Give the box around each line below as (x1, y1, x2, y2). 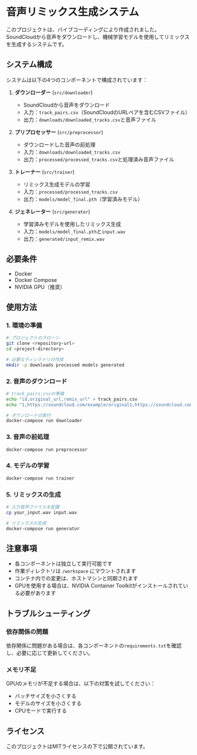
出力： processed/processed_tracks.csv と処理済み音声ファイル (23, 155, 175, 162)
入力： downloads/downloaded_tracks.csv (23, 148, 121, 155)
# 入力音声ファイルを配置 (6, 504, 60, 510)
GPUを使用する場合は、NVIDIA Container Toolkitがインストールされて (14, 582, 184, 589)
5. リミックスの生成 (6, 490, 62, 498)
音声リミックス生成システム (6, 5, 140, 19)
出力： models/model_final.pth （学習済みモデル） (23, 195, 144, 202)
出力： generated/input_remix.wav (23, 235, 105, 242)
